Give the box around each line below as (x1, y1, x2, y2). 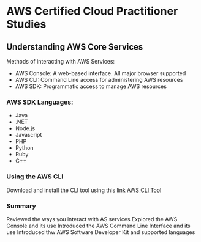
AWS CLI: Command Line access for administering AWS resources (15, 76, 183, 83)
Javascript (15, 131, 42, 139)
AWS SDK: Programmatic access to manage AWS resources (15, 82, 167, 90)
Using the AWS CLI (6, 172, 64, 181)
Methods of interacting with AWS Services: (6, 58, 115, 65)
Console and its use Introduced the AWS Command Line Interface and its (6, 222, 191, 229)
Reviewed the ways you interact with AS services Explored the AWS (6, 215, 178, 222)
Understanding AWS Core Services (6, 42, 143, 52)
